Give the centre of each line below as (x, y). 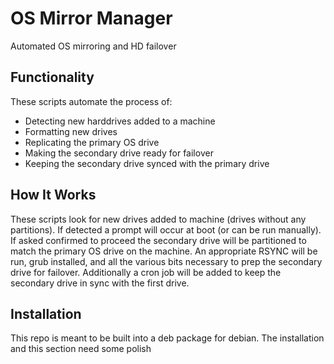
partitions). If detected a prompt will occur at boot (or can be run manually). (166, 229)
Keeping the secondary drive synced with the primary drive (147, 163)
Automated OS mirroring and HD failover (93, 46)
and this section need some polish (81, 349)
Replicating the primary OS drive (92, 142)
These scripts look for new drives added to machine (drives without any (158, 219)
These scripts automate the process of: (91, 101)
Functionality (52, 77)
